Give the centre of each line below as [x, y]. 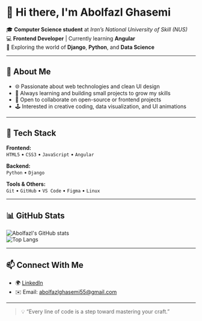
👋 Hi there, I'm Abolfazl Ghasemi [89, 12]
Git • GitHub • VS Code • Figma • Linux [53, 190]
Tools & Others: [26, 184]
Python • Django [26, 172]
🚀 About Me [29, 72]
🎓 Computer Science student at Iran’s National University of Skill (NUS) [97, 29]
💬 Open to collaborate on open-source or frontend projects [88, 100]
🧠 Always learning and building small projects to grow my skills [93, 93]
